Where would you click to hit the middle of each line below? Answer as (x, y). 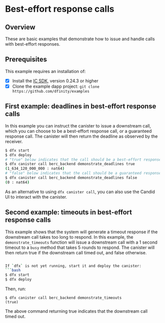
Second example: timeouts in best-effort (69, 212)
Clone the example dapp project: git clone (56, 86)
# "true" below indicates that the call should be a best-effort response (83, 160)
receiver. (14, 141)
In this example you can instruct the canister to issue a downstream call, (78, 125)
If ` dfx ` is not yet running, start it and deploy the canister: (73, 266)
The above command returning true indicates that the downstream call (76, 311)
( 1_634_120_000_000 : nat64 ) (35, 169)
